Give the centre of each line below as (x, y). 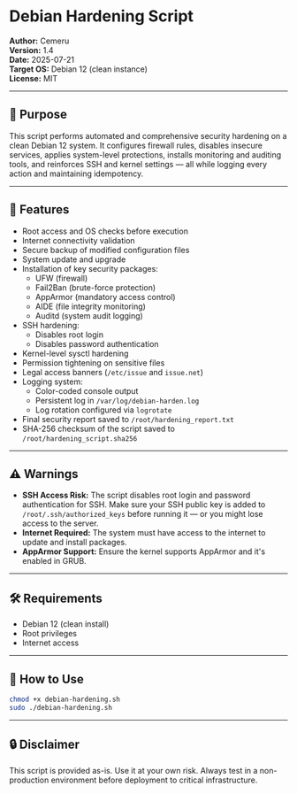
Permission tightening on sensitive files (93, 362)
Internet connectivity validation (78, 240)
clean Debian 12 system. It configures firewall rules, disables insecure (136, 145)
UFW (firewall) (61, 278)
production (29, 780)
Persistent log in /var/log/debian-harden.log (117, 400)
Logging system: (53, 382)
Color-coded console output (87, 390)
